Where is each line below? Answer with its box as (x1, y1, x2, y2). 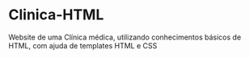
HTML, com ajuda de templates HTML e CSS (8, 40, 158, 50)
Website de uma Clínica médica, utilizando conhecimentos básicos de (8, 32, 242, 42)
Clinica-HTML (8, 6, 104, 24)
